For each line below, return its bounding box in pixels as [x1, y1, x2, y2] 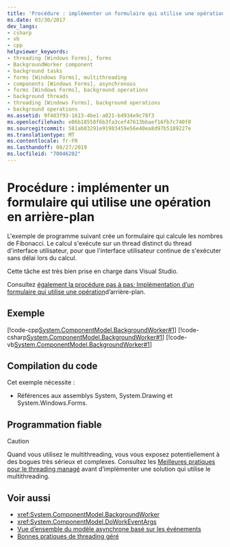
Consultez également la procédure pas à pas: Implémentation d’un [7, 280, 194, 288]
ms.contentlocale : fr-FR [7, 138, 78, 145]
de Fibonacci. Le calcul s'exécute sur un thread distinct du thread [7, 239, 192, 247]
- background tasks [7, 67, 63, 74]
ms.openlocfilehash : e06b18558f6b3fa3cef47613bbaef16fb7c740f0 [7, 118, 192, 126]
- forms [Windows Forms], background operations [7, 86, 149, 93]
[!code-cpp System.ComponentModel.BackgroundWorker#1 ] [7, 325, 177, 334]
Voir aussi [7, 492, 51, 504]
